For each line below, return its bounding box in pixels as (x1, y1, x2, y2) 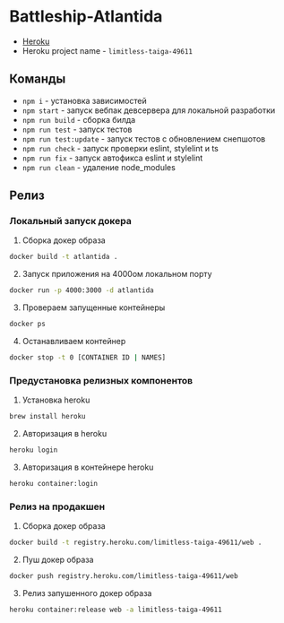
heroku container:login (9, 479, 99, 488)
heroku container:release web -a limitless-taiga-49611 (9, 605, 222, 614)
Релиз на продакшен (9, 500, 106, 513)
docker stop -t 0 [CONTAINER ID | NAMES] (9, 353, 167, 362)
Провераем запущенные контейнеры (22, 302, 166, 313)
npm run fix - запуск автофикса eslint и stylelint (22, 152, 203, 163)
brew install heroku (9, 412, 87, 421)
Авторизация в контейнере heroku (22, 462, 154, 472)
